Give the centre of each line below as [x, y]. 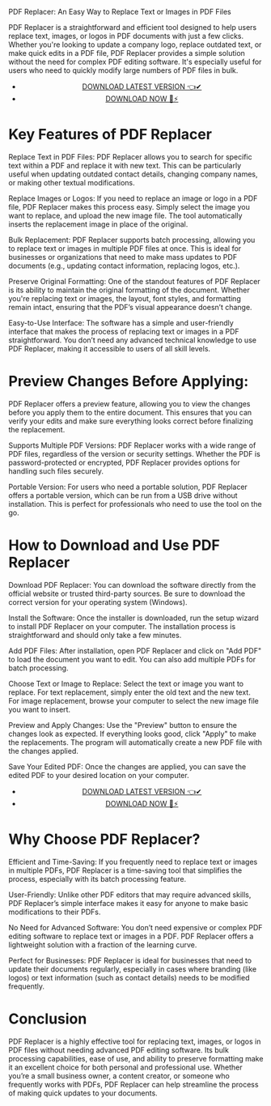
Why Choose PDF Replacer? [104, 839]
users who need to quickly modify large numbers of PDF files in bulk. [123, 70]
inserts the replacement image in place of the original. [98, 224]
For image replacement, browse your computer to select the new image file [133, 700]
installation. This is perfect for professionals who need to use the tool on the [135, 504]
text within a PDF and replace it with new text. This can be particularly [125, 165]
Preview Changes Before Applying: [129, 382]
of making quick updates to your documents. [83, 1093]
